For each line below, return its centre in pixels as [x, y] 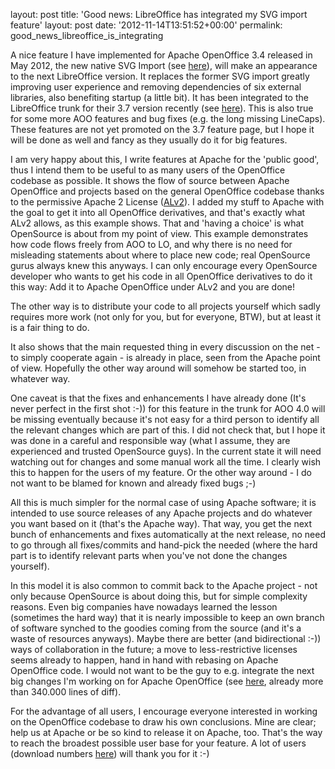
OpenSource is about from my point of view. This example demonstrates [159, 233]
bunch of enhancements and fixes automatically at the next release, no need [168, 534]
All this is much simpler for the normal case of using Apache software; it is [163, 502]
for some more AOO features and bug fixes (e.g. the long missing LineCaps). [168, 118]
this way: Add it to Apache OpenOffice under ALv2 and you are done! [153, 287]
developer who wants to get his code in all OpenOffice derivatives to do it [161, 276]
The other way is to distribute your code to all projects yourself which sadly [165, 306]
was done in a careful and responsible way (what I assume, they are [150, 440]
